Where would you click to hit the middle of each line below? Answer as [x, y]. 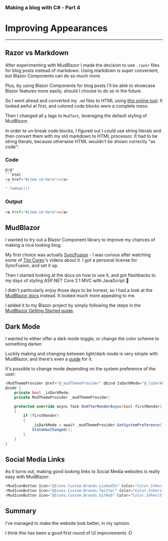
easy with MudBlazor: [27, 477]
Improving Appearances [56, 28]
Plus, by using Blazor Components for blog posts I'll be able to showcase [80, 85]
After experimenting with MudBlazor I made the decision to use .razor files [82, 65]
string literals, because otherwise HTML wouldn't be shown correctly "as [80, 141]
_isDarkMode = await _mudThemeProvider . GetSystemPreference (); [99, 425]
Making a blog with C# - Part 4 [43, 8]
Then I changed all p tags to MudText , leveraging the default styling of [76, 116]
